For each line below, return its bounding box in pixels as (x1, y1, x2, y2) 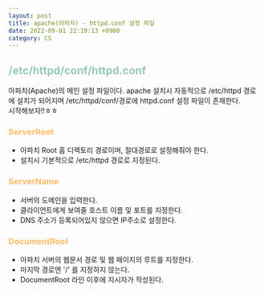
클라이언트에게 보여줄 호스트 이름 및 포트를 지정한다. (19, 205, 183, 214)
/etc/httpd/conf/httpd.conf (8, 63, 147, 77)
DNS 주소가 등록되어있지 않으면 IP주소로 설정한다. (19, 215, 177, 225)
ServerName (8, 176, 59, 187)
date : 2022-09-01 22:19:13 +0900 (8, 26, 120, 34)
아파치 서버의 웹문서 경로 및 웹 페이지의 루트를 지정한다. (19, 254, 194, 264)
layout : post (8, 11, 52, 20)
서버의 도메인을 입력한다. (19, 195, 98, 205)
